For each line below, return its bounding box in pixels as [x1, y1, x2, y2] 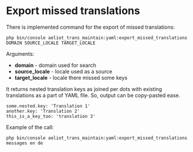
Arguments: [6, 50, 35, 57]
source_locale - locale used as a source [14, 67, 113, 75]
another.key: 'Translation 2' [6, 108, 80, 114]
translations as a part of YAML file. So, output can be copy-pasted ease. [6, 92, 181, 99]
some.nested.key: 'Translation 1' [6, 103, 91, 109]
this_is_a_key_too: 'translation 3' [6, 113, 96, 119]
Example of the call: [6, 123, 54, 130]
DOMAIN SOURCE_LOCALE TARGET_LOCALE [6, 40, 96, 46]
